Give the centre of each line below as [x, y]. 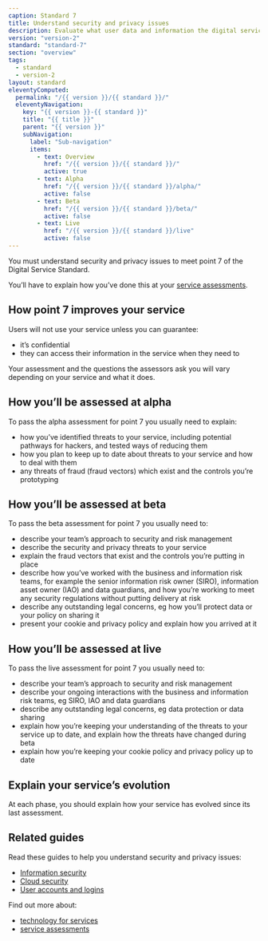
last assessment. [36, 813]
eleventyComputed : [39, 90]
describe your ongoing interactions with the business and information [134, 692]
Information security [53, 872]
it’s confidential [45, 345]
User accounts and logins [62, 889]
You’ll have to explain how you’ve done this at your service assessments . [128, 285]
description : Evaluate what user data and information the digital [123, 30]
